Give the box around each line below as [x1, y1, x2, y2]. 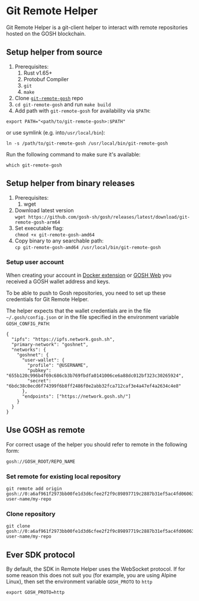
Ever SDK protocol [6, 549, 75, 560]
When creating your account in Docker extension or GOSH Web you [6, 271, 172, 279]
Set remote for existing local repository [6, 472, 121, 481]
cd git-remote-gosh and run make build [14, 101, 111, 108]
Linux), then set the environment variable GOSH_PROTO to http [6, 578, 153, 585]
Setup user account [6, 258, 64, 266]
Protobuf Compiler [23, 75, 69, 82]
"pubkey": [27, 367, 52, 373]
